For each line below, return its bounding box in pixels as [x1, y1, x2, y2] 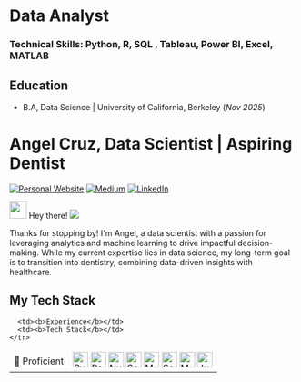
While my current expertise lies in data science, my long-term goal [41, 247, 291, 258]
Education [9, 77, 69, 93]
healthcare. [9, 266, 53, 277]
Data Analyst [9, 5, 110, 26]
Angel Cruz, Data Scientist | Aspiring [9, 134, 293, 155]
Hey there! [28, 210, 68, 221]
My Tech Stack [9, 293, 95, 308]
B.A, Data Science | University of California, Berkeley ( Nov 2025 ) [22, 101, 266, 112]
